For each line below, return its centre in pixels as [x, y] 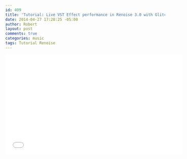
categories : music [25, 39]
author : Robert [21, 24]
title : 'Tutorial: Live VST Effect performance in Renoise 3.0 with [79, 15]
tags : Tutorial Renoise [30, 43]
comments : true [21, 34]
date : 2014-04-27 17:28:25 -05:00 [42, 19]
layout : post [19, 29]
